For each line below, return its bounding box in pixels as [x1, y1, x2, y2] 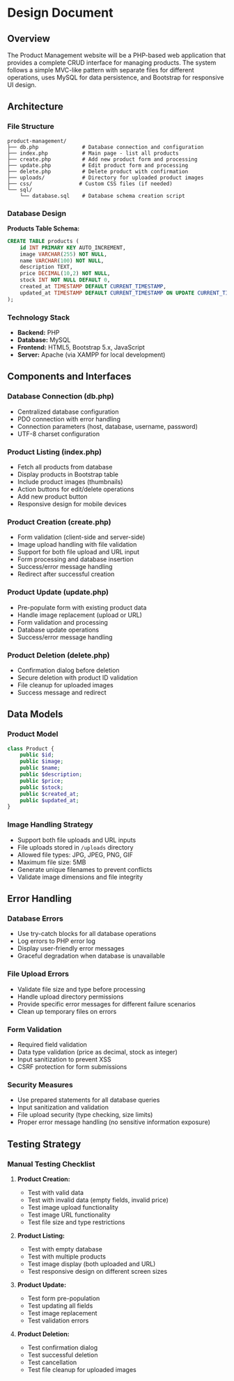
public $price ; [19, 777, 64, 784]
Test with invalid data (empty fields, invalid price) [27, 1196, 169, 1204]
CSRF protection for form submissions [17, 1062, 127, 1070]
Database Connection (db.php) [7, 391, 114, 401]
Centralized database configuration [17, 407, 120, 416]
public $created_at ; [19, 790, 79, 797]
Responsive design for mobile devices [17, 500, 127, 508]
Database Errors [7, 914, 64, 923]
